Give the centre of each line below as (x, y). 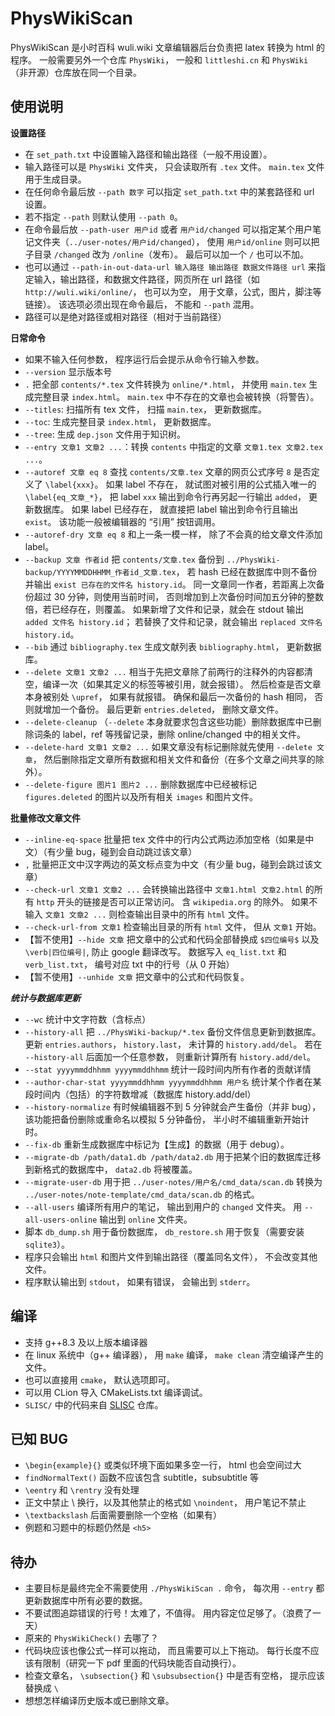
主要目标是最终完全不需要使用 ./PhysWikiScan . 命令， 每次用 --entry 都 (174, 1588)
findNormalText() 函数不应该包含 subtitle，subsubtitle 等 (142, 1478)
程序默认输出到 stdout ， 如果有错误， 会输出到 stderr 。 (140, 1281)
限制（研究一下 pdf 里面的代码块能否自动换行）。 (142, 1663)
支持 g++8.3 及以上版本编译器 (86, 1342)
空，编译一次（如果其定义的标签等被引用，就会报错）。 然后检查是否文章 (173, 684)
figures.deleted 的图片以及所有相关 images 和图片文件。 (141, 796)
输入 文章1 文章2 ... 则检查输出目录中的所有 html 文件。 (139, 914)
